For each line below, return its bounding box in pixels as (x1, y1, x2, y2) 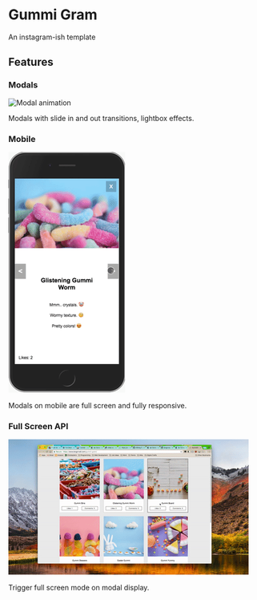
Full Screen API (8, 420, 69, 432)
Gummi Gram (8, 6, 98, 24)
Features (8, 55, 54, 69)
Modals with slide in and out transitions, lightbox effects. (8, 113, 195, 123)
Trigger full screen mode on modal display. (8, 583, 150, 593)
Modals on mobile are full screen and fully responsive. (8, 400, 187, 410)
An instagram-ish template (8, 32, 96, 42)
